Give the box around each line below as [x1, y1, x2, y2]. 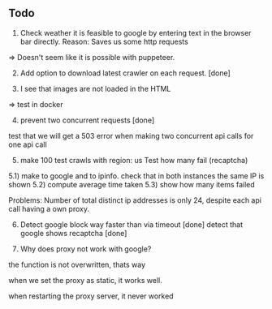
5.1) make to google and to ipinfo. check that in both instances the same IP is [8, 170, 265, 181]
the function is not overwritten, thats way [8, 260, 146, 269]
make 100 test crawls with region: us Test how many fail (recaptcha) [19, 155, 248, 165]
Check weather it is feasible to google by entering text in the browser [19, 28, 252, 37]
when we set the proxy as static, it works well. [8, 275, 162, 285]
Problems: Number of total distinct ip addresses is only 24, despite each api [8, 195, 262, 205]
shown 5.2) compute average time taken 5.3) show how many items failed [8, 179, 256, 189]
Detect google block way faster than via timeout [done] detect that [19, 219, 244, 230]
